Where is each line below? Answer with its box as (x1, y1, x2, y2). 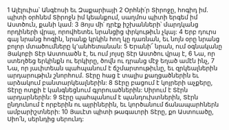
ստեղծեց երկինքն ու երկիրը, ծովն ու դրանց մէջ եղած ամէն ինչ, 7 (7, 57, 215, 64)
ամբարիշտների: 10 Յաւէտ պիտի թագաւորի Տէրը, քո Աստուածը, (7, 107, 215, 116)
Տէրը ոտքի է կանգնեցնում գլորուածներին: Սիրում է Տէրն (7, 86, 188, 94)
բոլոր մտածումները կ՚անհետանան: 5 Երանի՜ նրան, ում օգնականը (7, 42, 222, 50)
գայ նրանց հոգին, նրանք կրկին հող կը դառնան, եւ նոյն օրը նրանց (7, 35, 220, 43)
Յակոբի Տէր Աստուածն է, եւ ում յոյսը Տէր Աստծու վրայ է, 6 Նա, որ (7, 49, 215, 57)
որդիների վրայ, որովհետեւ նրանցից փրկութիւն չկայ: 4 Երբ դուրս (7, 27, 217, 36)
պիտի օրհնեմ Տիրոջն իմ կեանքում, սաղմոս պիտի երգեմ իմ (7, 13, 198, 21)
